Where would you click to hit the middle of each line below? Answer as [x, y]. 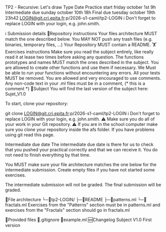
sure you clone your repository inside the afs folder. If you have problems [80, 129]
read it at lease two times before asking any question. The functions [75, 57]
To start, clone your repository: [37, 103]
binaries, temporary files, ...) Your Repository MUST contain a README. [78, 45]
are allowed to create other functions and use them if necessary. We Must [81, 67]
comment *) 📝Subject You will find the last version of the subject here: [77, 88]
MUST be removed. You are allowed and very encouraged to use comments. [83, 78]
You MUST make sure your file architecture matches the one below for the [81, 165]
